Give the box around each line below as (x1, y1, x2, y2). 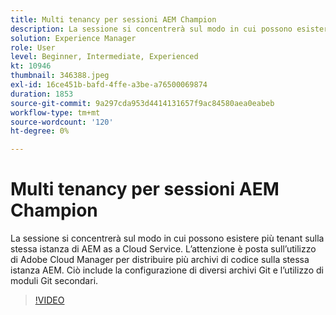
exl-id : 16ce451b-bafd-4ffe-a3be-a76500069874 (10, 80, 208, 90)
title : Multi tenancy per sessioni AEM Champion (10, 14, 217, 25)
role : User (10, 42, 56, 53)
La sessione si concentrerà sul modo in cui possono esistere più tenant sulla (10, 232, 325, 245)
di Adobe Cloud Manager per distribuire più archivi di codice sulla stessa (10, 254, 310, 266)
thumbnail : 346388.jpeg (10, 71, 110, 81)
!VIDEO (34, 294, 65, 306)
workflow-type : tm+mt (10, 107, 101, 118)
